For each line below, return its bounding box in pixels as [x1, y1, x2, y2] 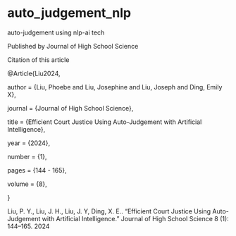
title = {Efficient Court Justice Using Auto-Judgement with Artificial [7, 118, 202, 126]
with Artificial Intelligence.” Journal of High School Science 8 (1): [42, 214, 229, 223]
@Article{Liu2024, [7, 69, 61, 77]
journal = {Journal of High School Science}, [7, 104, 134, 112]
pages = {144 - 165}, [7, 166, 67, 174]
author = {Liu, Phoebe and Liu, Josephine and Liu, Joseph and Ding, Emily [7, 82, 223, 91]
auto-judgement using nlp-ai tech [7, 28, 105, 37]
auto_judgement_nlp [7, 5, 132, 21]
